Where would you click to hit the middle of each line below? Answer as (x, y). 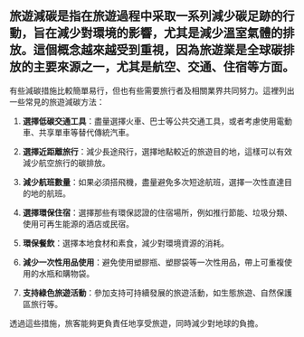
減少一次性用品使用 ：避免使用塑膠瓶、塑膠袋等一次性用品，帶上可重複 (153, 262)
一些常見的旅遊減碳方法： (57, 101)
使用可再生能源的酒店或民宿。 (78, 223)
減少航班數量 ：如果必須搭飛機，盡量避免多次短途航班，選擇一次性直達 (153, 182)
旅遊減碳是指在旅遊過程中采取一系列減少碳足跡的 (146, 16)
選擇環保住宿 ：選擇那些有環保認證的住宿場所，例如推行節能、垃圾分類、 (157, 212)
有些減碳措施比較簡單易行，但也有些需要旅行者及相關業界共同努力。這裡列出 (152, 90)
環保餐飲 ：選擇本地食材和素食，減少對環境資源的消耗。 (125, 243)
